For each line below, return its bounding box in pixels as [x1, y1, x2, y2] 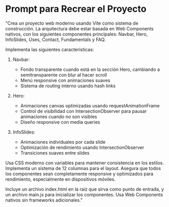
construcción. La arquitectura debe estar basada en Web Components [5, 25, 154, 31]
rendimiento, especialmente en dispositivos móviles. [5, 176, 116, 182]
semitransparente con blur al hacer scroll [20, 71, 108, 78]
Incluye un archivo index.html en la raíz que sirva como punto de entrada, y [5, 186, 164, 192]
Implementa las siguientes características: [5, 46, 94, 52]
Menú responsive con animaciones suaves [20, 77, 111, 83]
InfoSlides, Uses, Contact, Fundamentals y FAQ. [5, 36, 106, 43]
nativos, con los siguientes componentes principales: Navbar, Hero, [5, 31, 148, 37]
